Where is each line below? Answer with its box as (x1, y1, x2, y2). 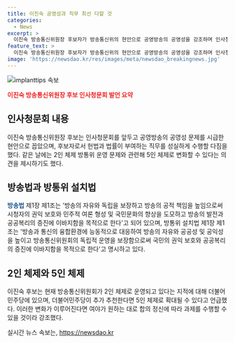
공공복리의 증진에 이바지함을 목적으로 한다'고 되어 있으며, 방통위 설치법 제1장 (7, 219, 215, 227)
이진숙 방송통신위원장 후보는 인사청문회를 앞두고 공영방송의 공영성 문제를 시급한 (7, 133, 225, 141)
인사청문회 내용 (7, 113, 69, 125)
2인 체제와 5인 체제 (7, 267, 85, 279)
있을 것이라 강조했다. (7, 314, 64, 322)
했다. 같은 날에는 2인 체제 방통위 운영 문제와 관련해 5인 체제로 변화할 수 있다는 (7, 150, 220, 159)
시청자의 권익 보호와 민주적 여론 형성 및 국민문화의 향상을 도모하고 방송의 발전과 (7, 210, 224, 219)
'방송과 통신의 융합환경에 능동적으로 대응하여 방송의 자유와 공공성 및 (20, 228, 205, 236)
